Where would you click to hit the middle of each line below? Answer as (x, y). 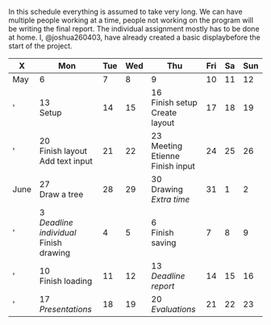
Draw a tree (61, 194)
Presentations (66, 309)
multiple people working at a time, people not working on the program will (131, 20)
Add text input (66, 161)
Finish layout (63, 151)
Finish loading (66, 281)
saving (164, 243)
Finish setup (174, 102)
